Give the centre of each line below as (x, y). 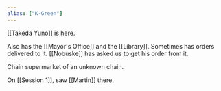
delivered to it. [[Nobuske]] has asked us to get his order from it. (98, 53)
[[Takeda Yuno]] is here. (41, 33)
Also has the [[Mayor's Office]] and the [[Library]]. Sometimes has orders (111, 46)
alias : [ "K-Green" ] (35, 13)
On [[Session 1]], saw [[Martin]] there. (61, 80)
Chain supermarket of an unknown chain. (66, 66)
